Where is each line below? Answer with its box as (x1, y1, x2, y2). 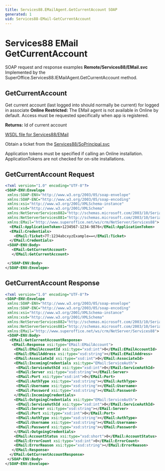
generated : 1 (5, 12, 32, 17)
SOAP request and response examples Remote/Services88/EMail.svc (5, 64, 148, 70)
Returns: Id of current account (5, 122, 67, 128)
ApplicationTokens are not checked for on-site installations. (5, 156, 125, 162)
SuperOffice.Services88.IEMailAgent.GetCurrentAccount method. (5, 75, 137, 81)
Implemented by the (5, 69, 46, 75)
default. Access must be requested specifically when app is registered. (5, 113, 149, 119)
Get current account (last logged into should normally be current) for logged (5, 102, 160, 108)
